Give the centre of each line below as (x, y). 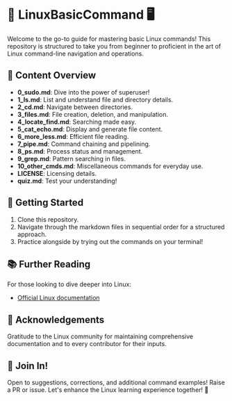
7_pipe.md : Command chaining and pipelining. (84, 144)
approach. (32, 234)
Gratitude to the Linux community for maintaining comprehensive (100, 336)
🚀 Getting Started (45, 203)
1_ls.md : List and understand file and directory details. (95, 99)
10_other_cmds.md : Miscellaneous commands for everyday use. (110, 166)
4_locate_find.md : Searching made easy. (77, 122)
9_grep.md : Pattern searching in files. (72, 158)
